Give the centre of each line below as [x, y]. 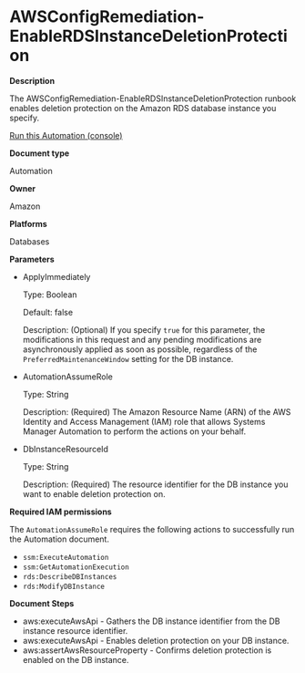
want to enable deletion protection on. [94, 493]
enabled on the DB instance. [76, 659]
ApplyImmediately [56, 276]
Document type [40, 153]
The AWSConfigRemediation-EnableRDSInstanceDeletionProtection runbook [153, 98]
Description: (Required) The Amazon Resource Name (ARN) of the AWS [157, 411]
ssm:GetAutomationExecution [76, 567]
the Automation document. [59, 539]
